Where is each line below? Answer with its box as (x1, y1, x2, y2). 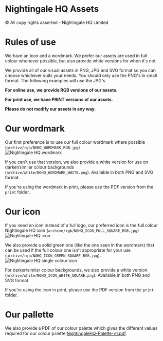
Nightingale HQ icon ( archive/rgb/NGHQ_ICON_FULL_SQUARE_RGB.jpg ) (5, 227, 139, 233)
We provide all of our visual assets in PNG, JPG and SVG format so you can (5, 67, 156, 73)
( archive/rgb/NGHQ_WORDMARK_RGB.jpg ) (5, 144, 80, 150)
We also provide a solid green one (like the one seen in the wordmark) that (5, 242, 155, 248)
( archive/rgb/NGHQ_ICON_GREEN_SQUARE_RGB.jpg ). (5, 252, 101, 258)
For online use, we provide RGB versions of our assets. (5, 87, 118, 93)
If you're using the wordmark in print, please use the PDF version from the (5, 184, 154, 189)
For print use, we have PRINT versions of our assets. (5, 96, 113, 102)
